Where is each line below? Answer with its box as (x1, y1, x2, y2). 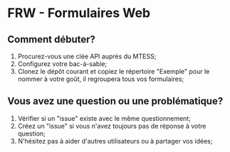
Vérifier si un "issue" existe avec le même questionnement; (17, 114, 191, 122)
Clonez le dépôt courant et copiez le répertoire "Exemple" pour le (17, 67, 210, 75)
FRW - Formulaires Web (7, 5, 151, 21)
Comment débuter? (7, 33, 96, 45)
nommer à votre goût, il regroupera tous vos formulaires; (17, 75, 184, 83)
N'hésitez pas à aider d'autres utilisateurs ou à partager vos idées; (17, 136, 213, 145)
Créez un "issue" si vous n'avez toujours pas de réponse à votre (17, 121, 207, 130)
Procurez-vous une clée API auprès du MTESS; (17, 52, 157, 60)
